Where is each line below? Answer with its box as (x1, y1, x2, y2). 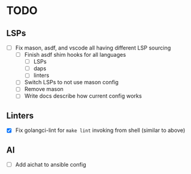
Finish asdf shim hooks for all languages (24, 51, 127, 59)
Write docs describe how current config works (24, 92, 142, 100)
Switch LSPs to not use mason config (24, 79, 119, 86)
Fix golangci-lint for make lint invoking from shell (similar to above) (15, 126, 185, 134)
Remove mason (24, 85, 64, 93)
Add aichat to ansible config (15, 161, 87, 169)
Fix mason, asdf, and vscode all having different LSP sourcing (15, 44, 171, 51)
